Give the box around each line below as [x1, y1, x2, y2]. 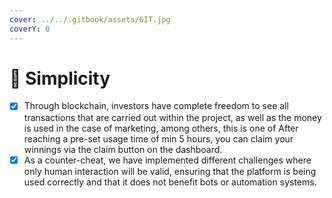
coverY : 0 [9, 24, 51, 34]
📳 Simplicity [9, 67, 111, 90]
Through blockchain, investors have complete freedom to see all [23, 100, 289, 112]
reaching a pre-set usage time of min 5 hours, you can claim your [23, 132, 294, 145]
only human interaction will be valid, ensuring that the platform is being [23, 165, 317, 177]
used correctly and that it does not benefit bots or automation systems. [23, 176, 317, 188]
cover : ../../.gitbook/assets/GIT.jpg [9, 14, 171, 25]
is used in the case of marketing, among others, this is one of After [23, 122, 299, 134]
